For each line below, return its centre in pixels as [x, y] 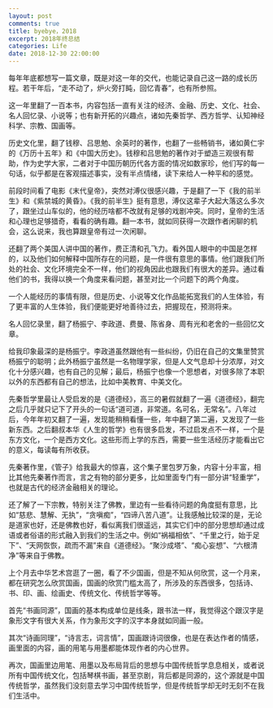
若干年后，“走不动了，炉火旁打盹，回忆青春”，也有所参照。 [122, 88]
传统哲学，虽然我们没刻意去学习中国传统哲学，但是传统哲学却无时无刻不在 [133, 685]
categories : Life [38, 46]
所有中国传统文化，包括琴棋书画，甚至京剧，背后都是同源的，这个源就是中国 [136, 675]
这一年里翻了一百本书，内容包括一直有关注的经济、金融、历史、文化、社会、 [136, 105]
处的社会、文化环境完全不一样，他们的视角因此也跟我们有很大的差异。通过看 [136, 269]
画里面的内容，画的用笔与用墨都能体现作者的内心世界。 [101, 648]
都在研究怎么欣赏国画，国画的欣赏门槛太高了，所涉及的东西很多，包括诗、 [133, 583]
